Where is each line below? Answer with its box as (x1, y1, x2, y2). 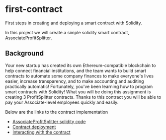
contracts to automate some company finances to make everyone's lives (5, 73, 154, 79)
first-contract (5, 3, 63, 15)
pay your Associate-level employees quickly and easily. (5, 99, 119, 105)
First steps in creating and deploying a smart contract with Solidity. (5, 20, 142, 26)
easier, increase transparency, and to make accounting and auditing (5, 78, 144, 84)
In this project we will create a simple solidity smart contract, (5, 29, 129, 35)
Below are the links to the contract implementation (5, 109, 108, 115)
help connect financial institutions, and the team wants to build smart (5, 68, 147, 73)
